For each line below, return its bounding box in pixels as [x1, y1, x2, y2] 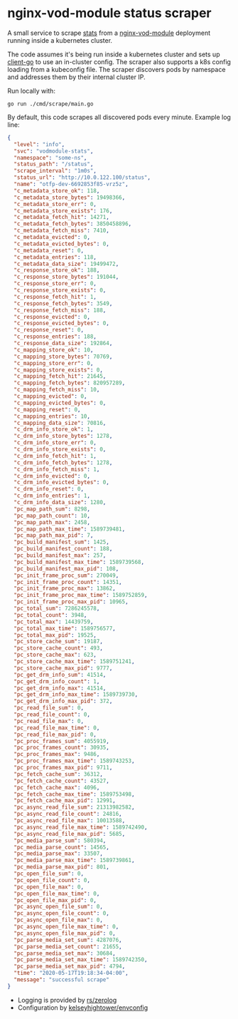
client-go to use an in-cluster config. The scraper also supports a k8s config [7, 57, 231, 66]
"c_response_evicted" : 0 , [13, 313, 91, 320]
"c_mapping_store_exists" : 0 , [13, 366, 103, 374]
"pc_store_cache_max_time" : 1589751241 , [13, 658, 135, 665]
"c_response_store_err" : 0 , [13, 280, 97, 287]
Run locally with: [7, 86, 55, 95]
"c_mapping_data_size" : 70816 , [13, 419, 107, 426]
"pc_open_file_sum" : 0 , [13, 870, 84, 878]
